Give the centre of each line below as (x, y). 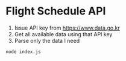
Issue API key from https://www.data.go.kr (67, 28)
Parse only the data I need (47, 40)
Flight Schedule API (56, 11)
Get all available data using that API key (63, 34)
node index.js (24, 52)
